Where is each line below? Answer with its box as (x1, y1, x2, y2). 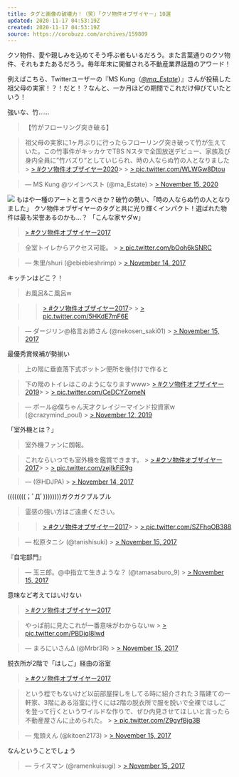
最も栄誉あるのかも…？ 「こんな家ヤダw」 (19, 213, 144, 222)
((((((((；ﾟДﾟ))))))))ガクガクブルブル (7, 492, 112, 501)
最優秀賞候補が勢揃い (7, 350, 70, 358)
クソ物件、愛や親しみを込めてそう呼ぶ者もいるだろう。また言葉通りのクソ (7, 51, 225, 59)
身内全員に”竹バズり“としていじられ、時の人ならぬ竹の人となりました (24, 156, 230, 165)
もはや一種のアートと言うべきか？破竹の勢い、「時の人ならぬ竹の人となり (16, 195, 231, 204)
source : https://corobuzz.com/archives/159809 (7, 30, 148, 38)
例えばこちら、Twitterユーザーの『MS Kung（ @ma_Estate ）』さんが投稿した (7, 75, 231, 83)
